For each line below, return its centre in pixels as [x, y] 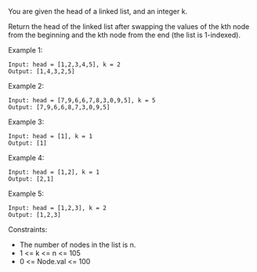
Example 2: [26, 86]
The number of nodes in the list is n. [78, 244]
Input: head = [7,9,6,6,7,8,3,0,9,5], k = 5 [82, 101]
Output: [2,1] [31, 179]
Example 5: [26, 193]
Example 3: [26, 122]
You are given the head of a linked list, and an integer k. [98, 11]
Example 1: [25, 50]
